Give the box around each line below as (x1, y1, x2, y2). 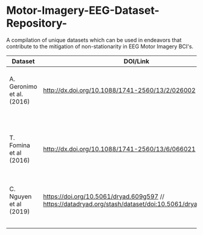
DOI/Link (123, 57, 150, 65)
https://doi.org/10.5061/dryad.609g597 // (43, 192, 165, 201)
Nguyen (9, 192, 32, 201)
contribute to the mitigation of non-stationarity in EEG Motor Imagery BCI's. (6, 43, 194, 50)
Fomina (9, 141, 30, 149)
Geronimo (9, 82, 37, 90)
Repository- (6, 16, 68, 30)
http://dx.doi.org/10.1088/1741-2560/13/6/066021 (43, 145, 196, 153)
